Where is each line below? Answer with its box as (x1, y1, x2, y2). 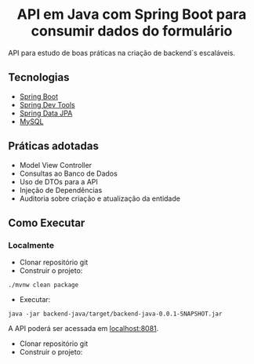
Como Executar (8, 216, 85, 229)
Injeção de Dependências (19, 185, 103, 195)
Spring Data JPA (19, 108, 73, 118)
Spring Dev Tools (19, 100, 76, 109)
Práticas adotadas (8, 140, 100, 153)
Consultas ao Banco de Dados (19, 169, 118, 178)
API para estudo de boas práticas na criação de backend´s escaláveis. (8, 48, 235, 57)
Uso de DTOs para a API (19, 177, 98, 186)
